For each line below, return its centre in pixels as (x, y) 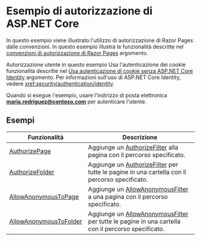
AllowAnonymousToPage (44, 197)
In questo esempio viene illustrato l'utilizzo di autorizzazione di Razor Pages (100, 40)
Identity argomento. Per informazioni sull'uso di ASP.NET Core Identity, (94, 77)
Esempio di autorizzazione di (79, 11)
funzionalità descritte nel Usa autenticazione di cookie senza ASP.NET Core (100, 71)
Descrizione (140, 137)
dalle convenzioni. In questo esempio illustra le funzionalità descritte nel (95, 47)
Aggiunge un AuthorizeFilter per (133, 164)
